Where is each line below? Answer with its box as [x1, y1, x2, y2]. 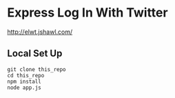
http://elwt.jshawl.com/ [7, 28, 73, 36]
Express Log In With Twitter [7, 5, 168, 21]
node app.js [7, 84, 41, 91]
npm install [7, 78, 41, 85]
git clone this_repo [7, 66, 67, 73]
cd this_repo [7, 72, 45, 79]
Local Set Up [7, 48, 63, 59]
